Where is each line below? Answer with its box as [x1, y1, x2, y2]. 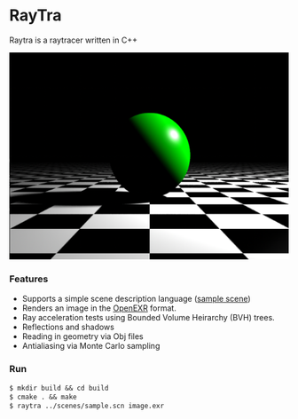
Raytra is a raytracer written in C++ [9, 35, 137, 45]
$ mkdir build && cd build [9, 383, 109, 393]
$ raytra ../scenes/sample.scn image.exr [9, 401, 165, 411]
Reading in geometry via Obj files [21, 330, 144, 342]
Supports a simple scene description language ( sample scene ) [21, 293, 251, 304]
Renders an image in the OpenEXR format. [21, 303, 177, 313]
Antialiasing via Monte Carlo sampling [21, 340, 161, 351]
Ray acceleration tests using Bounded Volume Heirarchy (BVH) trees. [21, 312, 275, 322]
